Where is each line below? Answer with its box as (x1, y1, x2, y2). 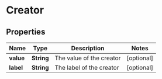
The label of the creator (54, 64, 119, 71)
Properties (6, 27, 46, 37)
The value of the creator (54, 54, 121, 62)
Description (71, 44, 105, 52)
